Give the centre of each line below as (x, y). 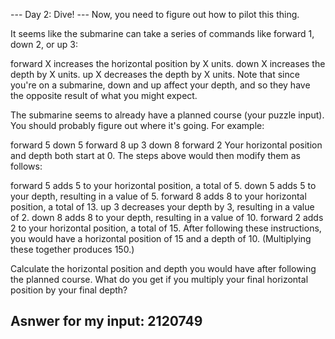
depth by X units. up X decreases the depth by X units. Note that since (155, 74)
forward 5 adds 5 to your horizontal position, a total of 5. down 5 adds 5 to (163, 185)
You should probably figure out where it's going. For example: (137, 125)
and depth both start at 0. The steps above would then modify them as (155, 155)
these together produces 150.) (72, 249)
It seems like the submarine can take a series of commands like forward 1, (162, 33)
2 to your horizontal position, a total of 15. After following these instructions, (166, 228)
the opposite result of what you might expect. (104, 95)
